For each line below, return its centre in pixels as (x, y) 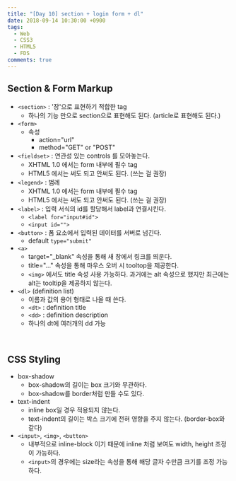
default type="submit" (60, 240)
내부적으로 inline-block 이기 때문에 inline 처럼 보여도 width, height (121, 444)
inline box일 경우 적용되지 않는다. (74, 410)
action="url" (57, 139)
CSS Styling (34, 359)
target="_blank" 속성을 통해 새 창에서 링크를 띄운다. (100, 256)
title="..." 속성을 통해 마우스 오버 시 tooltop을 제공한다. (103, 265)
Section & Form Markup (60, 89)
